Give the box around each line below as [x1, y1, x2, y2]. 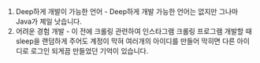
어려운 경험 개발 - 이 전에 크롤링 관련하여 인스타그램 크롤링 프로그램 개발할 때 [15, 27, 252, 35]
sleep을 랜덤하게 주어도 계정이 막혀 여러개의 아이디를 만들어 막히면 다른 [15, 36, 236, 46]
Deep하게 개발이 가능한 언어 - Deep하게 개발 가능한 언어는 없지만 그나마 [15, 7, 239, 16]
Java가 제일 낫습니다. [15, 17, 83, 26]
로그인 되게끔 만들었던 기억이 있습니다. [30, 46, 149, 55]
